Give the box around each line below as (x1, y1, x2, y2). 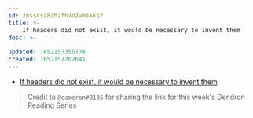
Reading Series (27, 100, 77, 110)
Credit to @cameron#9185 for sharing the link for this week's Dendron (27, 92, 246, 101)
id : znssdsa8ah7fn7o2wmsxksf (8, 11, 104, 20)
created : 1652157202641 (8, 56, 86, 64)
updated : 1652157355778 (8, 48, 86, 56)
